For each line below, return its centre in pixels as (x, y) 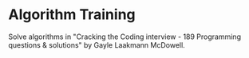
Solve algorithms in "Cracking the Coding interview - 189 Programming (125, 37)
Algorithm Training (72, 15)
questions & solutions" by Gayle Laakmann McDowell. (97, 44)
